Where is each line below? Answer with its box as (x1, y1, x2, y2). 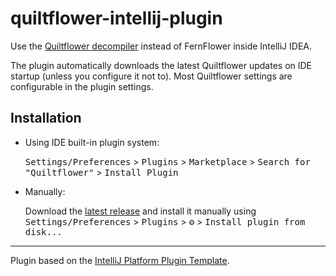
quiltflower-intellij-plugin (10, 7, 223, 30)
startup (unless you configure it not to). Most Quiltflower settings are (10, 70, 293, 82)
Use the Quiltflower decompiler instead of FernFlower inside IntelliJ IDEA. (10, 40, 313, 52)
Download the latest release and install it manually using (24, 205, 257, 217)
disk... (24, 226, 63, 237)
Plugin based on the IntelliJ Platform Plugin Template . (10, 254, 230, 266)
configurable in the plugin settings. (10, 80, 154, 92)
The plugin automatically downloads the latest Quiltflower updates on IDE (10, 59, 313, 71)
